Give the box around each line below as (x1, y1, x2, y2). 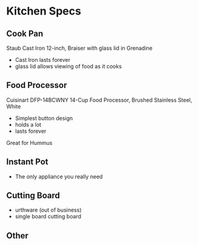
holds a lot (15, 121, 41, 128)
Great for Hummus (6, 139, 53, 146)
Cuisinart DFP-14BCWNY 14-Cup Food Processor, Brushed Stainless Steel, (6, 96, 193, 104)
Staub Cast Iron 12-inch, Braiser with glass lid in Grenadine (6, 44, 153, 52)
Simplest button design (15, 114, 73, 122)
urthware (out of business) (15, 206, 82, 213)
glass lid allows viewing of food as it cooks (15, 62, 122, 70)
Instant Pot (6, 156, 48, 167)
